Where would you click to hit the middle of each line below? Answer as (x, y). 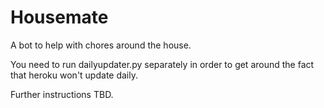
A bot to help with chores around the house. (101, 45)
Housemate (59, 17)
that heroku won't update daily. (74, 75)
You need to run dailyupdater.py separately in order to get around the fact (162, 64)
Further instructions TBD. (62, 94)
